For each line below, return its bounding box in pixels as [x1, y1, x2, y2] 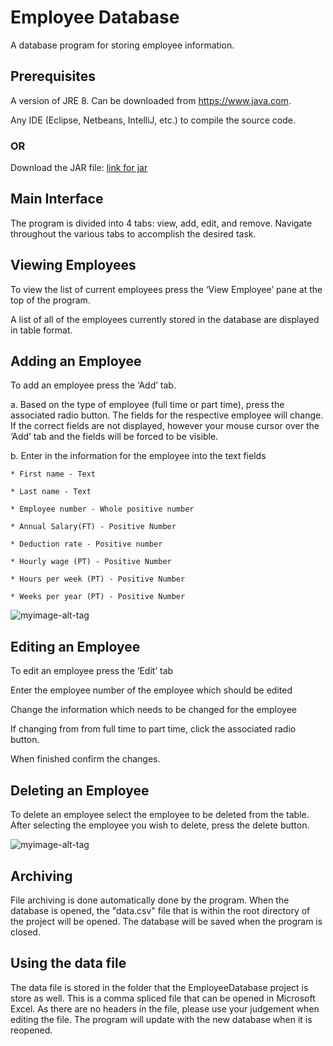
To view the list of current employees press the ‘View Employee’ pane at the [10, 283, 323, 295]
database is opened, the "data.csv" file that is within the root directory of [10, 904, 311, 916]
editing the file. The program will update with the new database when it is [10, 1013, 313, 1025]
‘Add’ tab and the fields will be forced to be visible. [10, 431, 219, 443]
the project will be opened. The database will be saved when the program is [10, 915, 323, 927]
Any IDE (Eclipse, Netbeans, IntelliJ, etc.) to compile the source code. [10, 114, 296, 126]
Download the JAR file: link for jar [10, 162, 148, 174]
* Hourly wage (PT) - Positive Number [10, 557, 172, 567]
